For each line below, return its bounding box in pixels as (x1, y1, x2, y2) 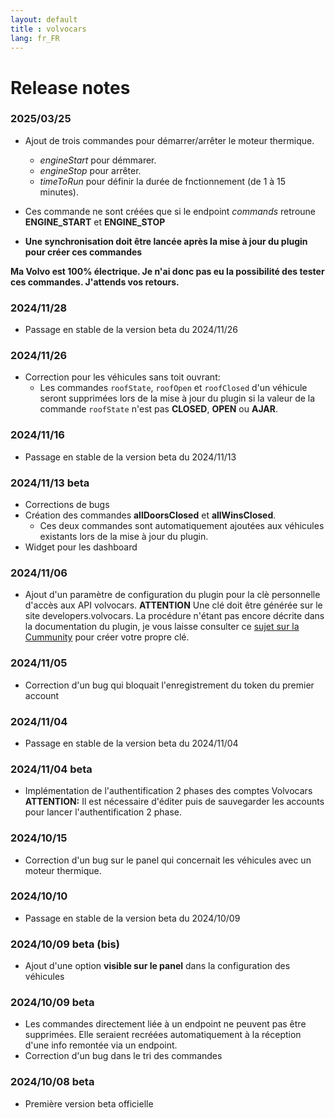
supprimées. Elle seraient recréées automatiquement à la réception (24, 1029, 302, 1041)
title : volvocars (10, 24, 87, 34)
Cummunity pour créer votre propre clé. (24, 631, 190, 643)
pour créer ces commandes (24, 246, 143, 258)
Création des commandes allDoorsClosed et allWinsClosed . (24, 509, 277, 521)
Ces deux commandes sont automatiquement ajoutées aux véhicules (39, 520, 325, 532)
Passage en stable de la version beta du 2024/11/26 (24, 324, 238, 336)
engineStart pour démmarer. (39, 154, 157, 166)
